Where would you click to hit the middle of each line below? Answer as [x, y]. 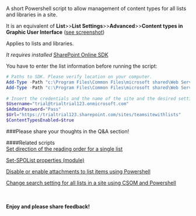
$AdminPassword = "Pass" [34, 109]
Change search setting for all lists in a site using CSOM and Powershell [91, 183]
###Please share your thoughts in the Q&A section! [68, 131]
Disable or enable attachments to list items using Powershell [78, 171]
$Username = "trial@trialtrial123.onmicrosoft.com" [68, 104]
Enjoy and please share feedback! [48, 206]
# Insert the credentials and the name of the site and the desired [91, 99]
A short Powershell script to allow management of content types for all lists [96, 8]
